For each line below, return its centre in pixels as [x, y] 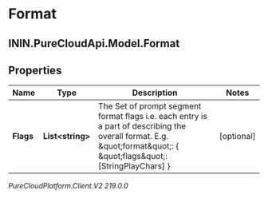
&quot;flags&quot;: [133, 156]
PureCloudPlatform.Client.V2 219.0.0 [69, 186]
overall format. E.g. [134, 137]
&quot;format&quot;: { [139, 146]
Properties [35, 70]
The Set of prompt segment [150, 106]
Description [155, 93]
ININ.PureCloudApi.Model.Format [94, 44]
